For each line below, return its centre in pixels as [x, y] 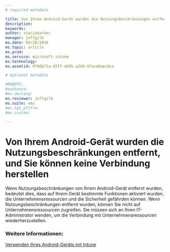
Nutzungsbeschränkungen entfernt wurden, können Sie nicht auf [73, 204]
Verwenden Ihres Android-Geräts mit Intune [51, 245]
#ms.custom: [18, 113]
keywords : [16, 28]
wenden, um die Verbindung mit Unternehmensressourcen [96, 215]
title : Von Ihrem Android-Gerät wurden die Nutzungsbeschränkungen [78, 19]
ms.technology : [21, 61]
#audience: [17, 89]
